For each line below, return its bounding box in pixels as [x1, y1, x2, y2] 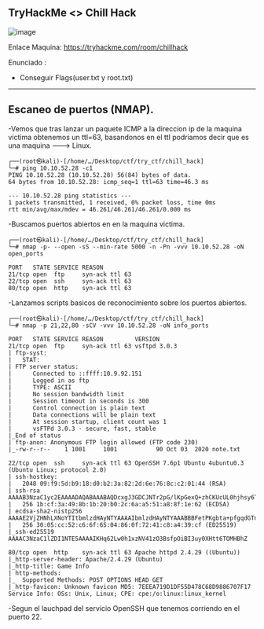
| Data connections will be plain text [8, 410, 156, 419]
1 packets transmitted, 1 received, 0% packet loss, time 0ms [8, 198, 216, 207]
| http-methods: [8, 569, 61, 577]
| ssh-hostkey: [8, 473, 58, 480]
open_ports [8, 249, 44, 258]
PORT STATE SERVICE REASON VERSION [8, 335, 159, 343]
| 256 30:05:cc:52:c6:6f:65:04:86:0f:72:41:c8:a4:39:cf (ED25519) [8, 520, 237, 529]
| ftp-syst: [8, 349, 47, 357]
